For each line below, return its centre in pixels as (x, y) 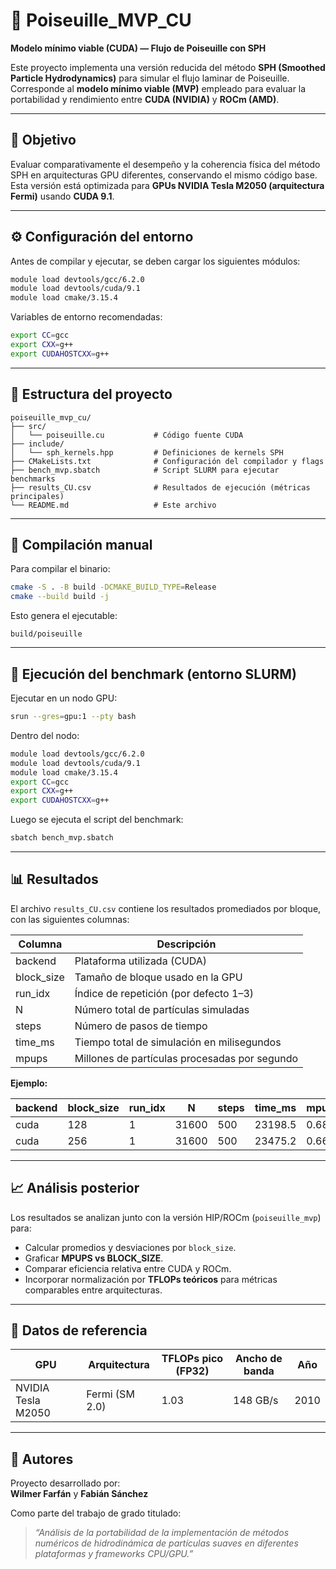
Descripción (186, 944)
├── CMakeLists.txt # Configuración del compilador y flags (167, 461)
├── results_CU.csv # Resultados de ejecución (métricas (160, 487)
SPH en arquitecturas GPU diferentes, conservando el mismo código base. (164, 175)
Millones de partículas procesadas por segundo (186, 1058)
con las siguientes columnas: (70, 919)
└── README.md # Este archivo (113, 505)
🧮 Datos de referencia (79, 1330)
